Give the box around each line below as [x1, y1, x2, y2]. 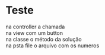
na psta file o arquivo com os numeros [5, 42, 100, 49]
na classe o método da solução [5, 35, 82, 43]
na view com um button [5, 29, 63, 36]
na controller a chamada [5, 23, 65, 30]
